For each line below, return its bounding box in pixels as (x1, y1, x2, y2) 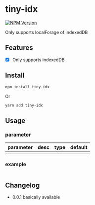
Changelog (5, 181, 40, 189)
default (70, 144, 88, 151)
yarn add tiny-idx (5, 102, 43, 108)
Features (5, 43, 33, 52)
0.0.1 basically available (12, 194, 60, 200)
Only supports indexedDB (12, 57, 65, 63)
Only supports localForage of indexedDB (5, 29, 88, 35)
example (5, 161, 26, 168)
